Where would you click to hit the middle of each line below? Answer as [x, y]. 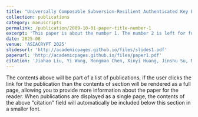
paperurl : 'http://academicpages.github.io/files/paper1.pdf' [84, 55]
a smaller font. [24, 109]
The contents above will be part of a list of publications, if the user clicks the [99, 78]
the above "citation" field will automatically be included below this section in [98, 102]
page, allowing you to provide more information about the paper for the [92, 90]
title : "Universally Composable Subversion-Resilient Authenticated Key [97, 11]
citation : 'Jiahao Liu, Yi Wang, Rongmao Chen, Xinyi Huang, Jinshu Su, [97, 61]
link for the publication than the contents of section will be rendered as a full [98, 83]
